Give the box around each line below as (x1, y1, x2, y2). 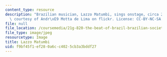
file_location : (5, 26, 37, 31)
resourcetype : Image (5, 35, 48, 40)
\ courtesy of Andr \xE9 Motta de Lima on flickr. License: (9, 16, 135, 21)
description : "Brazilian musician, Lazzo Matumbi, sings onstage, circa (5, 12, 159, 17)
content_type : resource (5, 7, 55, 12)
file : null (5, 21, 28, 26)
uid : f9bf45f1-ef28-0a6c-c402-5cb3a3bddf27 (5, 44, 97, 49)
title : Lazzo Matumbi (5, 40, 50, 45)
